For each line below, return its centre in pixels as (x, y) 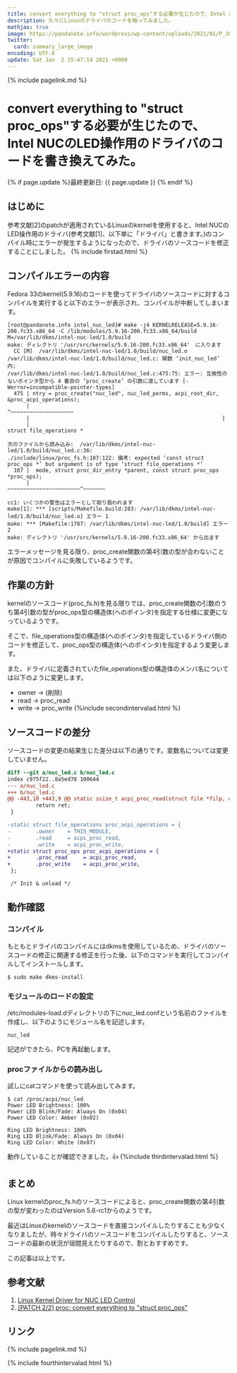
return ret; (53, 806)
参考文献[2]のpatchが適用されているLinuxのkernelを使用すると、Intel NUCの (118, 225)
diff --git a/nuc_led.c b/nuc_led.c (61, 772)
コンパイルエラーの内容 (58, 275)
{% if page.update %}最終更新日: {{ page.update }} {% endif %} (100, 182)
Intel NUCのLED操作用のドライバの (109, 143)
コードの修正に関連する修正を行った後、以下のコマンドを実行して (109, 954)
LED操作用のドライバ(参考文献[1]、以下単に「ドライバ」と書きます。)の (110, 233)
